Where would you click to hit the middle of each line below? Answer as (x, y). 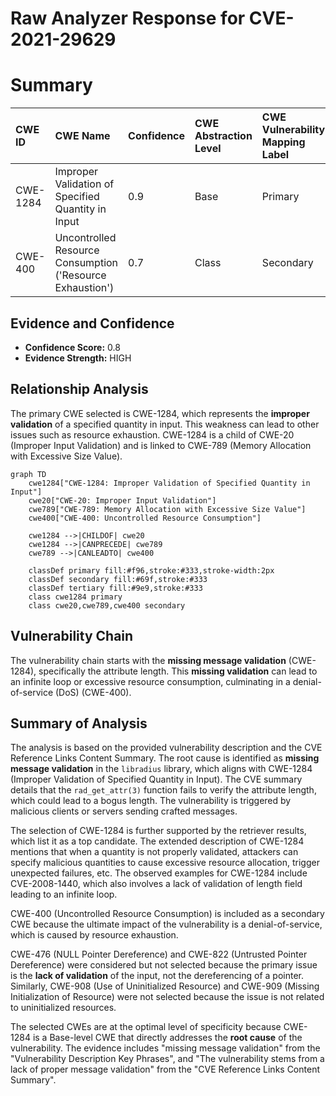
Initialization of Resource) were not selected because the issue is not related (167, 997)
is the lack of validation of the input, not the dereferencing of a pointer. (157, 976)
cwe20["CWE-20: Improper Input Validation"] (122, 500)
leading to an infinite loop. (64, 894)
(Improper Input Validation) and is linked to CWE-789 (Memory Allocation (161, 445)
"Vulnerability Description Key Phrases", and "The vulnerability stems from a (167, 1059)
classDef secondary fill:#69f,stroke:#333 (118, 579)
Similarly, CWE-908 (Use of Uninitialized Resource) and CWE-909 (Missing (165, 986)
